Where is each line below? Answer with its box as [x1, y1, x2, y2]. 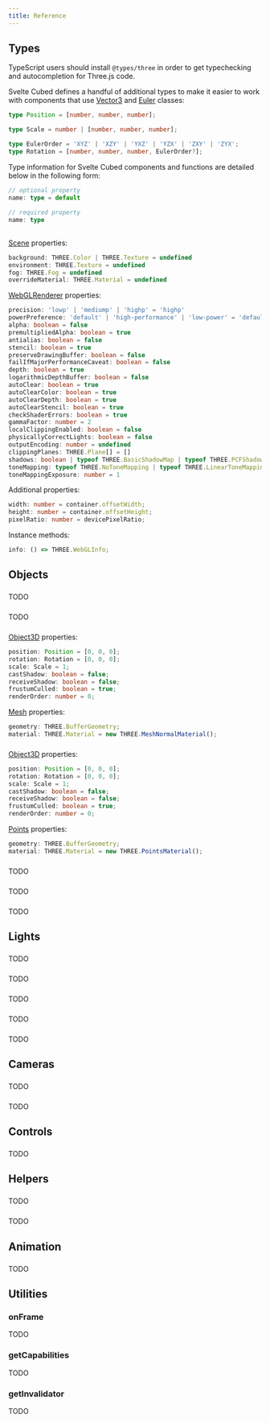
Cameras [8, 1057, 55, 1071]
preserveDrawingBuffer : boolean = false [8, 351, 146, 359]
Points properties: [8, 824, 67, 834]
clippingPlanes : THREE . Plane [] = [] [8, 448, 131, 456]
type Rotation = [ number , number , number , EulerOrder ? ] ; [8, 148, 203, 156]
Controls [8, 1125, 53, 1139]
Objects [8, 568, 49, 582]
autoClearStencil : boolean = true [8, 403, 125, 411]
